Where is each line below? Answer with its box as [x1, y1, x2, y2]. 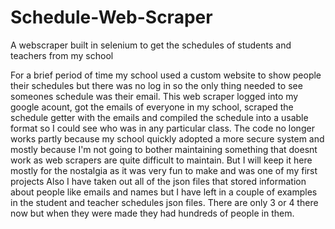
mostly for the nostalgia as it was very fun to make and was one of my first [10, 164, 318, 176]
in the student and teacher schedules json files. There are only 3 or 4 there [10, 196, 319, 208]
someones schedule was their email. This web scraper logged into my [10, 90, 299, 102]
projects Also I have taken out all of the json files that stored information [10, 175, 307, 187]
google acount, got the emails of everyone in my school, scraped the [10, 101, 294, 113]
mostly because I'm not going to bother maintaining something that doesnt [10, 143, 318, 155]
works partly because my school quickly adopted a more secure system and [10, 132, 325, 145]
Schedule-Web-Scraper [10, 6, 213, 29]
